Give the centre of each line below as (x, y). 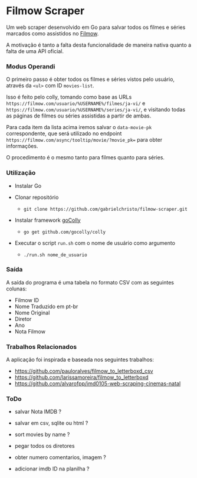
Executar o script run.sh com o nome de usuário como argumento (95, 243)
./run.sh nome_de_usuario (55, 255)
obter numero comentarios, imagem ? (60, 457)
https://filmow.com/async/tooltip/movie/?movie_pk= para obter (84, 140)
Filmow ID (27, 300)
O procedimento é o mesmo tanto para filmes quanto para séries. (86, 158)
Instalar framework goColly (47, 220)
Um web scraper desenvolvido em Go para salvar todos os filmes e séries (96, 27)
